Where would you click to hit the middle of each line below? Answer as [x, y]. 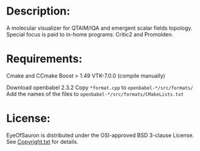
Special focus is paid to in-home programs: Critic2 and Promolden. [90, 34]
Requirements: [44, 59]
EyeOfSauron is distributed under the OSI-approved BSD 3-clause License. [100, 135]
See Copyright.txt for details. [43, 141]
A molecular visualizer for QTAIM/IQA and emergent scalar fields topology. [99, 28]
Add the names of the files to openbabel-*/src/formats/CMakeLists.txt [95, 94]
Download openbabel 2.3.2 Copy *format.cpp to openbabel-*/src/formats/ [100, 87]
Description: [38, 11]
